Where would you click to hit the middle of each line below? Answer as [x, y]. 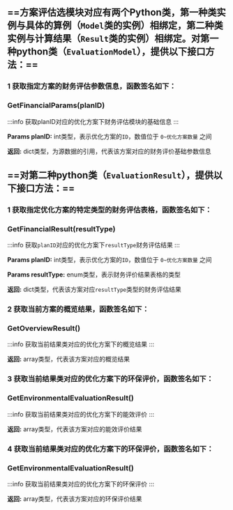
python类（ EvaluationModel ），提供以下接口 [111, 52]
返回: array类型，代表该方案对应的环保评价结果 [75, 499]
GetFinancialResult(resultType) [61, 229]
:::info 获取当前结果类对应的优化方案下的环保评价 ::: [81, 484]
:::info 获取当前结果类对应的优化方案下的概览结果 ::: [81, 344]
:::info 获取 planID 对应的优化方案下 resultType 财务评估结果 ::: [93, 245]
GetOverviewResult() [44, 328]
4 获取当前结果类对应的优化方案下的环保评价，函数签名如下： [111, 449]
